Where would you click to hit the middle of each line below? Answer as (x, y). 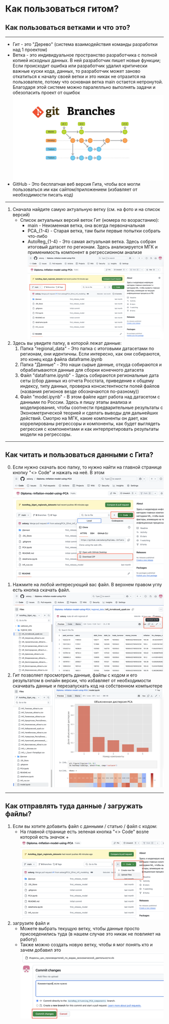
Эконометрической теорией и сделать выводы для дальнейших (89, 413)
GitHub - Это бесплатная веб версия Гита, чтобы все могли (76, 184)
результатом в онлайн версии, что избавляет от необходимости (82, 680)
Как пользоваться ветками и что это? (68, 28)
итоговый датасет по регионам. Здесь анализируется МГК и (93, 247)
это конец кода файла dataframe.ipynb (61, 359)
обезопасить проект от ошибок (46, 92)
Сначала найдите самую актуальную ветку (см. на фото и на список (86, 210)
